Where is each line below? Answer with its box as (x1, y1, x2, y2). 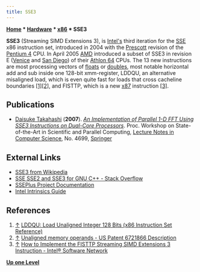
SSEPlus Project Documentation (14, 181, 95, 189)
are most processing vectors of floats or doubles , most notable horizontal (6, 63, 189, 70)
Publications (6, 100, 55, 110)
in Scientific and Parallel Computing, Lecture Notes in (42, 128, 174, 136)
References (6, 205, 51, 215)
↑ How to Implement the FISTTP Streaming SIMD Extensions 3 (14, 241, 170, 248)
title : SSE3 (6, 8, 36, 15)
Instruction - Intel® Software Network (14, 247, 108, 254)
